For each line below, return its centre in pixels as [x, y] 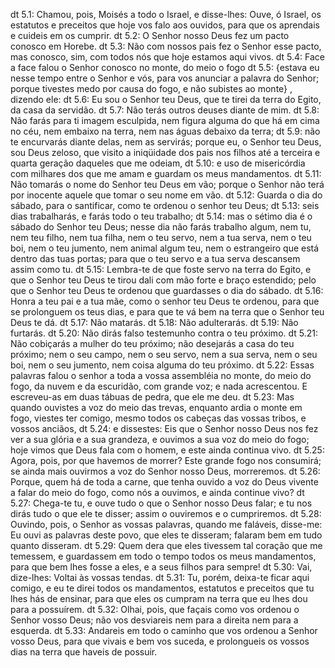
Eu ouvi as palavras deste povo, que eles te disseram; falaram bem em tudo [166, 535]
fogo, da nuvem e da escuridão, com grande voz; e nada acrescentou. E [159, 386]
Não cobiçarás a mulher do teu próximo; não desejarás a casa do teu [152, 343]
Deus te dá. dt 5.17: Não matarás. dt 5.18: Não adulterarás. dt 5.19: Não [154, 322]
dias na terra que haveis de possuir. [84, 652]
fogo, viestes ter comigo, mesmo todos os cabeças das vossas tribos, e [158, 418]
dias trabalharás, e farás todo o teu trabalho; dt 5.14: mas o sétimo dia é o [161, 216]
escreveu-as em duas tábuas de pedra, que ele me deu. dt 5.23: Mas [152, 397]
